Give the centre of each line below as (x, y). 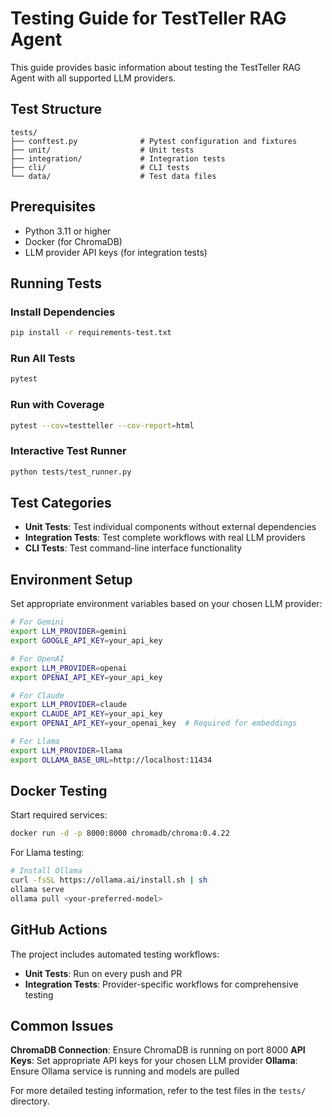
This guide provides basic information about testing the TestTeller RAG (156, 67)
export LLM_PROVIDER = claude (69, 705)
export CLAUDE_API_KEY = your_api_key (86, 714)
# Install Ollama (46, 871)
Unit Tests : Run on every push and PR (103, 973)
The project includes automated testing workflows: (115, 954)
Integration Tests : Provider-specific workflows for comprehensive (161, 984)
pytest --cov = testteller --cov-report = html (102, 425)
